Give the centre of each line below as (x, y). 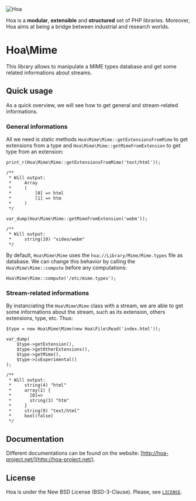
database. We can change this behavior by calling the (71, 262)
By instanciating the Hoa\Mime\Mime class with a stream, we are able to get (94, 306)
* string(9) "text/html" (44, 411)
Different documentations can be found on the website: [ (74, 453)
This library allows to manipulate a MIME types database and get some (91, 66)
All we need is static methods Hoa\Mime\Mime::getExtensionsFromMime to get (97, 139)
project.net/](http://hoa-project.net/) (50, 459)
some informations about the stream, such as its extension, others (86, 312)
